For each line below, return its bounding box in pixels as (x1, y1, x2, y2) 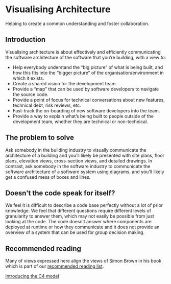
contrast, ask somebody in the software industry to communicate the (5, 163, 151, 169)
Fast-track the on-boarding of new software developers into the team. (12, 107, 160, 113)
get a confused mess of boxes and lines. (5, 174, 91, 180)
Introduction (5, 35, 46, 44)
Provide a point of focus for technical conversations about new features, (12, 97, 165, 103)
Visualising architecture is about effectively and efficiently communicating (5, 49, 161, 55)
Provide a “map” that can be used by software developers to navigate (12, 86, 159, 92)
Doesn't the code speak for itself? (5, 188, 115, 197)
